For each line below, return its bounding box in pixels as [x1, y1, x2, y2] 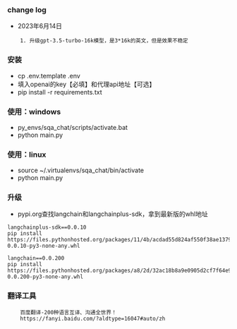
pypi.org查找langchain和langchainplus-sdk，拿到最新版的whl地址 [17, 210, 208, 218]
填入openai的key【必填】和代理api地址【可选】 [17, 80, 156, 88]
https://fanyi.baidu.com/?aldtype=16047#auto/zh [20, 315, 166, 322]
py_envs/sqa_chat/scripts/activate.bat [17, 123, 128, 131]
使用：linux [7, 150, 47, 160]
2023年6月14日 [17, 22, 62, 30]
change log [7, 5, 47, 15]
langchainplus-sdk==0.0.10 [7, 224, 87, 231]
